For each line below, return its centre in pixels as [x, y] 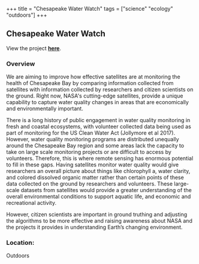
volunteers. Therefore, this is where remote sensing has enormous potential [100, 159]
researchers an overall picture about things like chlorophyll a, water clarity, [98, 171]
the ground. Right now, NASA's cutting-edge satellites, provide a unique [95, 96]
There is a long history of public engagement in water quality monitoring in [98, 120]
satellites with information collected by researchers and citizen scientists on [100, 90]
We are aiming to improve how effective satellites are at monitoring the [94, 77]
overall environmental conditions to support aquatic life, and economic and [99, 196]
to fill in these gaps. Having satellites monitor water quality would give [92, 165]
